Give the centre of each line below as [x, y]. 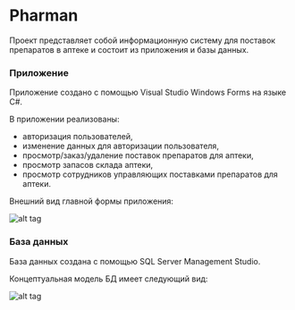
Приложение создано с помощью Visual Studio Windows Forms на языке [148, 92]
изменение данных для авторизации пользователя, [120, 146]
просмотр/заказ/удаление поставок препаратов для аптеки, [138, 155]
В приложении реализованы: [64, 119]
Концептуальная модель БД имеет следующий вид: [109, 279]
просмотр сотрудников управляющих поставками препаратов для [150, 174]
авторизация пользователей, [77, 137]
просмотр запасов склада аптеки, [88, 165]
